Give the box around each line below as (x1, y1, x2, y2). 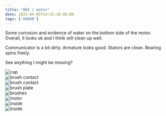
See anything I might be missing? (5, 60, 73, 66)
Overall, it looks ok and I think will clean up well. (5, 35, 103, 41)
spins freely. (5, 50, 31, 56)
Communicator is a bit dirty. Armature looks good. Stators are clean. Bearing (5, 45, 161, 51)
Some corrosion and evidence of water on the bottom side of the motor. (5, 30, 152, 36)
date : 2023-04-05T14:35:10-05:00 (5, 12, 74, 17)
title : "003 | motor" (5, 7, 50, 12)
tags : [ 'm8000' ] (5, 16, 39, 21)
